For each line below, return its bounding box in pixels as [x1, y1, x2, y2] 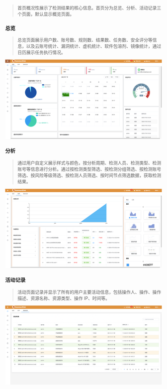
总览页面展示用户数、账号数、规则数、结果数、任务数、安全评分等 [17, 37, 153, 43]
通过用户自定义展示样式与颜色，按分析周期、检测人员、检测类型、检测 [17, 159, 162, 166]
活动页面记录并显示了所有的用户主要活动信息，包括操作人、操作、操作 [17, 289, 162, 295]
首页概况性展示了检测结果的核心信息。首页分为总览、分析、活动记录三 [17, 5, 162, 10]
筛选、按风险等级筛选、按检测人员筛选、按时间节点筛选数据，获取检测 [17, 172, 162, 178]
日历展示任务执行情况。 [17, 49, 66, 55]
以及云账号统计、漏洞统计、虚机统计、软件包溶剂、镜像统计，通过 [26, 43, 162, 49]
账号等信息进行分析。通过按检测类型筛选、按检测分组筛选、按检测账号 [17, 166, 162, 172]
